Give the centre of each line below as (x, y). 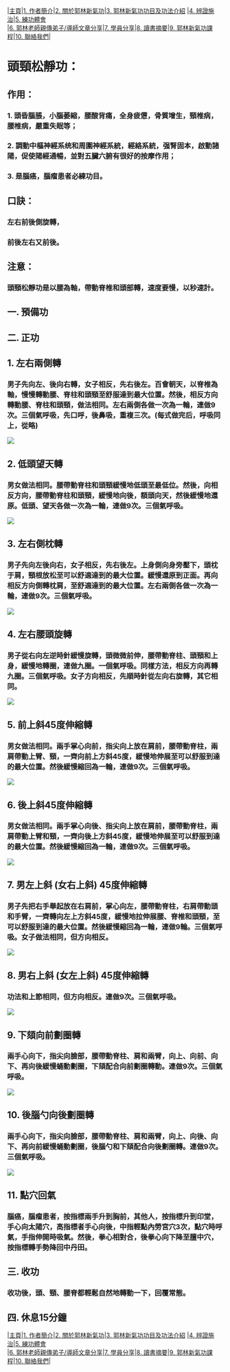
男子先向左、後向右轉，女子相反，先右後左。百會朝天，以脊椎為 (113, 384)
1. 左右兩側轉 (34, 363)
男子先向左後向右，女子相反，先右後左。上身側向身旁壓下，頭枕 (113, 565)
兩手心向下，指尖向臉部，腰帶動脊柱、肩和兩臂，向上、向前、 (109, 1056)
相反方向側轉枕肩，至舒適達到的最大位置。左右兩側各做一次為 (109, 586)
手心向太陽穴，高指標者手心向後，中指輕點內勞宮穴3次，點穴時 (111, 1226)
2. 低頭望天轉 (35, 464)
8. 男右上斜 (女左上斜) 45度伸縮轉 (78, 975)
